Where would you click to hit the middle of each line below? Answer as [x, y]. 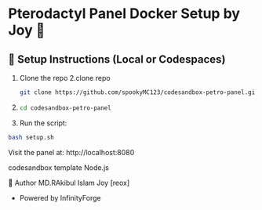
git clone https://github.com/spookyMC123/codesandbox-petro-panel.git [139, 92]
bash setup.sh [31, 137]
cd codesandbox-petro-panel [65, 108]
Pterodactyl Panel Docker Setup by [124, 14]
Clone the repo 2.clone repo [65, 78]
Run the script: [43, 123]
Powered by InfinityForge [60, 197]
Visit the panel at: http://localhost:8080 [71, 152]
